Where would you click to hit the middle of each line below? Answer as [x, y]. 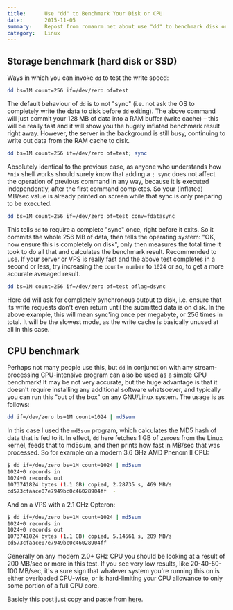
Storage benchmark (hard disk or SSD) [92, 61]
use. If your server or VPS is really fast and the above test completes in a [111, 259]
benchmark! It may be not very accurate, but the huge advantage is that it [112, 382]
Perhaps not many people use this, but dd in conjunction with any [100, 368]
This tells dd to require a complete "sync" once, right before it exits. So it [110, 229]
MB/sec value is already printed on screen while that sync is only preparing [115, 196]
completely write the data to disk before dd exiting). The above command [112, 111]
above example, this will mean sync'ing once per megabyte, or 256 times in [115, 314]
